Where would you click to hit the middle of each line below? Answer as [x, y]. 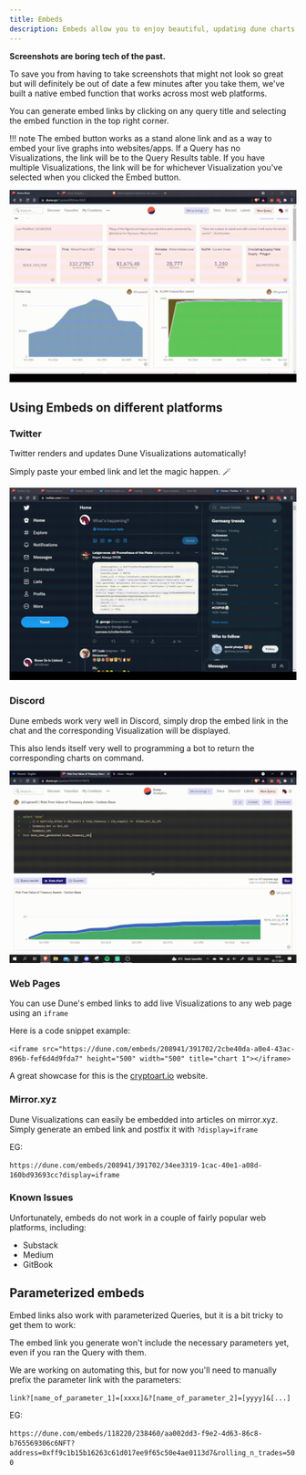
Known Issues [41, 1198]
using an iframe [39, 1013]
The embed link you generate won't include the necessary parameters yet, [149, 1343]
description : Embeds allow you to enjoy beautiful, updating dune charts [153, 29]
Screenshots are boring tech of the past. [87, 56]
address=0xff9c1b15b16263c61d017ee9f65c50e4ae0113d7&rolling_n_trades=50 [153, 1453]
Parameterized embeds [77, 1293]
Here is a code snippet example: [70, 1030]
